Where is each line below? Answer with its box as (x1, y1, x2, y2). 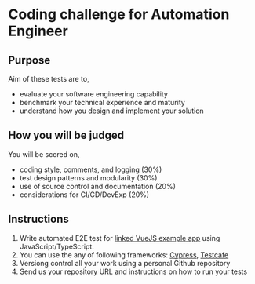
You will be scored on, (8, 149, 80, 158)
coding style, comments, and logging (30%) (19, 165, 162, 174)
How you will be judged (8, 129, 124, 142)
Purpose (8, 53, 51, 67)
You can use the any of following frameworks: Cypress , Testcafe (19, 249, 229, 260)
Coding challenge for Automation (8, 5, 230, 24)
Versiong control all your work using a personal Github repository (19, 258, 231, 268)
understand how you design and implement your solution (19, 106, 204, 115)
